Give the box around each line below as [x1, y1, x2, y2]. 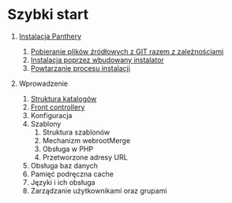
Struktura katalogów [30, 94, 97, 103]
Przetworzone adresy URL [42, 152, 128, 162]
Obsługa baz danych [30, 161, 98, 170]
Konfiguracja [30, 110, 73, 120]
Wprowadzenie [18, 79, 69, 88]
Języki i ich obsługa [30, 177, 95, 186]
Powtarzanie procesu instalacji [30, 63, 131, 72]
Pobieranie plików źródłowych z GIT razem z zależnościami [30, 46, 224, 56]
